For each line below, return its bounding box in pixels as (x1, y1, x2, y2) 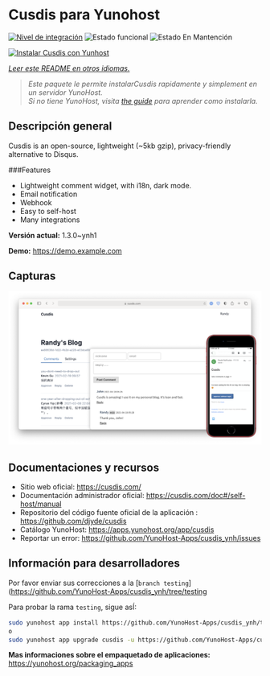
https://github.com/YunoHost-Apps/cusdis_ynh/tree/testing (10, 586, 207, 596)
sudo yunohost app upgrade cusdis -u (8, 636, 135, 644)
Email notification (19, 189, 78, 199)
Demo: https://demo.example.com (8, 245, 122, 255)
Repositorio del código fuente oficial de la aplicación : (19, 508, 198, 517)
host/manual (19, 499, 62, 509)
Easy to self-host (19, 206, 76, 216)
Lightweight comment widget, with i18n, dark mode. (19, 180, 192, 190)
